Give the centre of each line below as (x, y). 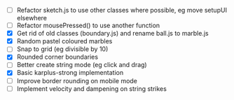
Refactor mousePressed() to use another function (88, 26)
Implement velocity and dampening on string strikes (92, 88)
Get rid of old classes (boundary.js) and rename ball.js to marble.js (112, 34)
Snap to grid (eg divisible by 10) (62, 49)
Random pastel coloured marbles (64, 41)
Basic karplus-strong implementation (70, 73)
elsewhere (32, 18)
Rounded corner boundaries (57, 57)
